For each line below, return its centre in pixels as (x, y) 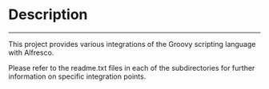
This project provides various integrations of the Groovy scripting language (132, 44)
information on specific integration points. (77, 76)
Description (48, 15)
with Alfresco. (31, 52)
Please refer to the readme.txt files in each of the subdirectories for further (132, 68)
